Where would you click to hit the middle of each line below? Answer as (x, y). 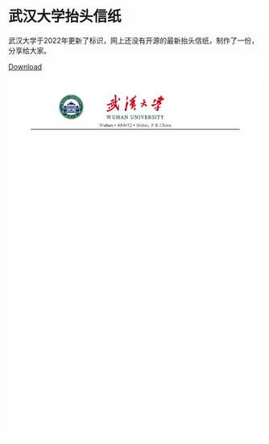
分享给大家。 (29, 50)
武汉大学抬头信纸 (65, 17)
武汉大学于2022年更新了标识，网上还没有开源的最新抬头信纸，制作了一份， (134, 40)
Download (25, 66)
